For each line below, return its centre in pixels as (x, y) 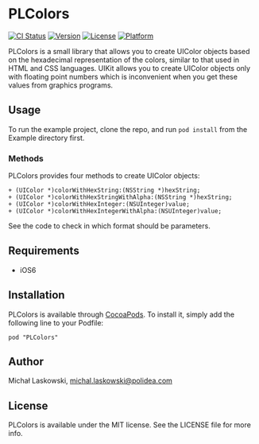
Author (26, 362)
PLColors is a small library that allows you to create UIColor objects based (129, 51)
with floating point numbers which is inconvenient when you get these (123, 76)
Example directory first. (46, 138)
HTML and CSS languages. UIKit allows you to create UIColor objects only (129, 68)
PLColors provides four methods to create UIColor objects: (104, 176)
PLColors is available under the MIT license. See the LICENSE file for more (130, 425)
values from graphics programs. (61, 85)
